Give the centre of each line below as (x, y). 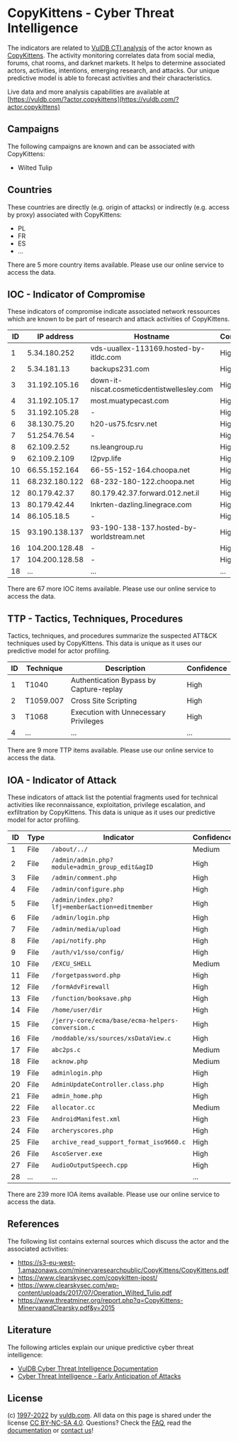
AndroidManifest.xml (86, 1119)
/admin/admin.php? (82, 860)
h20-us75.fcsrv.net (124, 424)
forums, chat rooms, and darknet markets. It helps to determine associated (116, 62)
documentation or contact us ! (51, 1430)
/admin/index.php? (82, 900)
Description (125, 669)
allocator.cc (73, 1108)
